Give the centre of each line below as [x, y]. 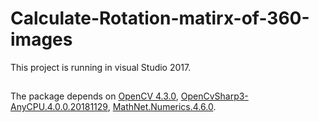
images [41, 39]
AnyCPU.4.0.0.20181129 [59, 107]
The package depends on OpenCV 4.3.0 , [94, 96]
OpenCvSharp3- [214, 96]
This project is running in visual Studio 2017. [101, 67]
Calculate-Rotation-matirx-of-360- [160, 18]
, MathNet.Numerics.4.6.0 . [162, 107]
